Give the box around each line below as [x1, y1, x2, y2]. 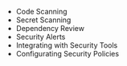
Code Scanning [15, 7, 68, 16]
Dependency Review [15, 24, 84, 33]
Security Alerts [15, 32, 66, 41]
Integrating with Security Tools [15, 41, 118, 50]
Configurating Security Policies [15, 49, 119, 58]
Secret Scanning [15, 15, 72, 25]
